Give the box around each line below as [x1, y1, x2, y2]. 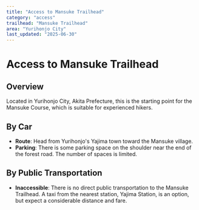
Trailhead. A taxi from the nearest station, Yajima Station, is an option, [15, 190, 189, 197]
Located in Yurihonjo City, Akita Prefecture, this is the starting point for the [6, 97, 192, 105]
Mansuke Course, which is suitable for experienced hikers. [6, 104, 153, 111]
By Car [6, 122, 32, 132]
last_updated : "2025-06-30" [6, 31, 78, 38]
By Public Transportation [6, 168, 103, 179]
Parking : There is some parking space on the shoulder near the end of [15, 143, 192, 151]
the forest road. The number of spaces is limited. [15, 150, 138, 157]
